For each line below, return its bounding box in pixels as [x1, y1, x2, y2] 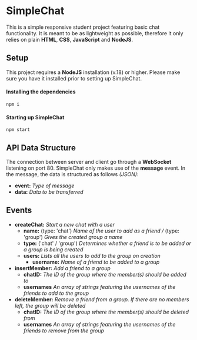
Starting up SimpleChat [6, 113, 65, 121]
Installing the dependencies [6, 88, 76, 95]
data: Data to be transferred [14, 188, 84, 195]
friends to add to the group [23, 289, 89, 297]
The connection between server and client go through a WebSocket [6, 158, 172, 165]
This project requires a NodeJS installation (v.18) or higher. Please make [6, 69, 181, 76]
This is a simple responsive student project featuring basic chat [6, 23, 160, 31]
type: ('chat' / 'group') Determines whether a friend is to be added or [23, 240, 192, 247]
